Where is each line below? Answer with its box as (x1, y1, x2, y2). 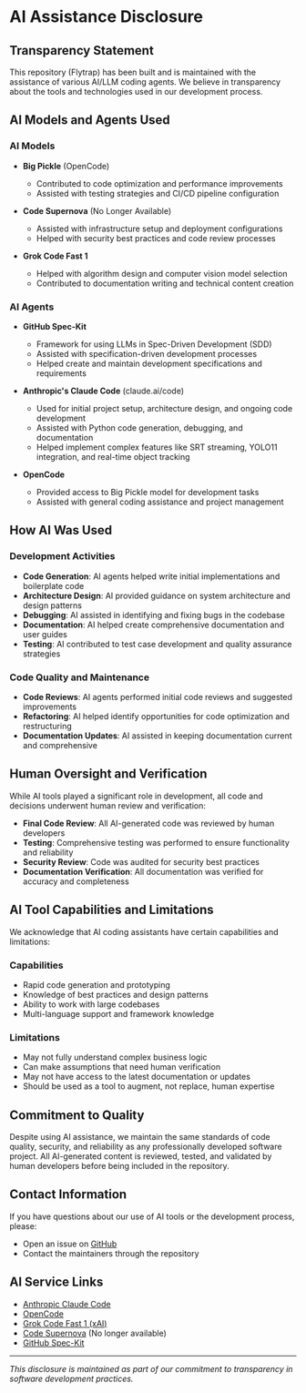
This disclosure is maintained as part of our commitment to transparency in (9, 1363, 293, 1374)
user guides (22, 628, 68, 639)
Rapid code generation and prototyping (22, 979, 171, 990)
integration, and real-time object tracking (36, 451, 190, 462)
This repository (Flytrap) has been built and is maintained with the (9, 66, 257, 77)
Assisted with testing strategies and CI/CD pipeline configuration (36, 188, 280, 198)
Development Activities (9, 550, 116, 563)
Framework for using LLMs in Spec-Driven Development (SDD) (36, 339, 272, 350)
